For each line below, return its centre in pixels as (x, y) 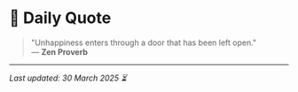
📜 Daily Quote (60, 18)
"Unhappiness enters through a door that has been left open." (144, 42)
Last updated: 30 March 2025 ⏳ (68, 78)
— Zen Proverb (59, 51)
